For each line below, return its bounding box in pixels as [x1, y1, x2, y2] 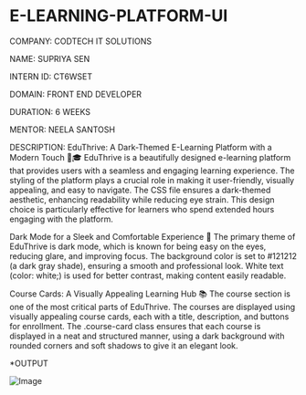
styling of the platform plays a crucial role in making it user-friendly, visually [9, 174, 295, 185]
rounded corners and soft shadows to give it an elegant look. [9, 339, 239, 351]
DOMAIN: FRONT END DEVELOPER [9, 88, 142, 99]
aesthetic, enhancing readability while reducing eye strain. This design [9, 193, 276, 205]
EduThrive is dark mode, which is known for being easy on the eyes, [9, 241, 267, 252]
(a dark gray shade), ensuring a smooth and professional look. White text [9, 260, 284, 271]
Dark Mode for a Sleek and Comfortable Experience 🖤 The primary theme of [9, 231, 296, 242]
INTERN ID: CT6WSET [9, 70, 93, 82]
